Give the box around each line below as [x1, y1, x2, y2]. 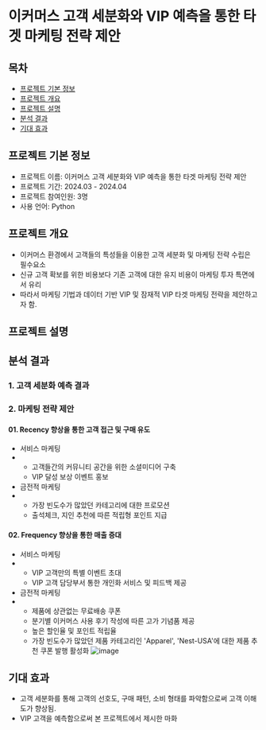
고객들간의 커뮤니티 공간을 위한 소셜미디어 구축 [31, 462, 176, 472]
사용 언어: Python [19, 201, 75, 211]
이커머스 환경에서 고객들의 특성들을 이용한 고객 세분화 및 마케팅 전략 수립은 [19, 250, 252, 259]
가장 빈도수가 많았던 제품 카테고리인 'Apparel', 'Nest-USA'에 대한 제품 [31, 635, 250, 645]
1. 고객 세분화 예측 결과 [8, 380, 90, 391]
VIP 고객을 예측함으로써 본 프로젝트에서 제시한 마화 [19, 713, 178, 724]
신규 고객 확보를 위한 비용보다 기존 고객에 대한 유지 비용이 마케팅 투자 [19, 270, 234, 279]
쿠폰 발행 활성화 [40, 646, 90, 655]
